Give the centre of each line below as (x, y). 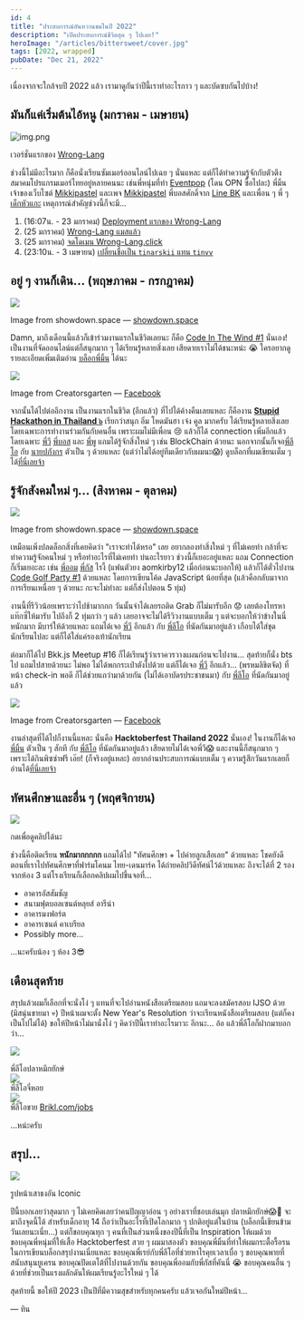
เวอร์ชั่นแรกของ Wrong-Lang (57, 154)
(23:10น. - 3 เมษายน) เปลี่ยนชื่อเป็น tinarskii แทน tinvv (118, 251)
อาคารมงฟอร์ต (45, 914)
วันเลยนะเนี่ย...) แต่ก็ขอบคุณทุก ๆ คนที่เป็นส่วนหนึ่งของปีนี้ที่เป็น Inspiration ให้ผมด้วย (141, 1231)
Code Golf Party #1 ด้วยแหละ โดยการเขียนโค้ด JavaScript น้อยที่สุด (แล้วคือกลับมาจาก (149, 578)
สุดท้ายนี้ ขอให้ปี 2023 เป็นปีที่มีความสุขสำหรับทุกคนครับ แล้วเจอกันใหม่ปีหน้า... (129, 1290)
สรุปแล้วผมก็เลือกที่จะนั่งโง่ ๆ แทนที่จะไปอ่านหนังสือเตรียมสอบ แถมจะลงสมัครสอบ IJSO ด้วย (148, 1003)
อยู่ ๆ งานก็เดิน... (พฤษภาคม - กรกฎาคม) (103, 281)
